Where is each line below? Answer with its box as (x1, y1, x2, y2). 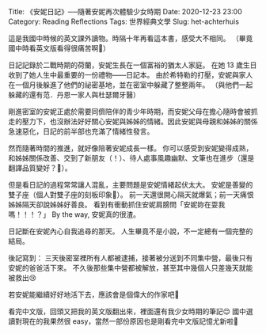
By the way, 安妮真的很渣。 (51, 210, 141, 219)
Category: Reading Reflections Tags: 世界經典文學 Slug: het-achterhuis (8, 17, 240, 26)
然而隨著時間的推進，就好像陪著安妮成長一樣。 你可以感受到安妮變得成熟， (8, 143, 253, 153)
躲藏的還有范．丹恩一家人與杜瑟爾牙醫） (8, 90, 140, 99)
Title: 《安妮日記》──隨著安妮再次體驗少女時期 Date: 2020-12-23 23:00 (8, 7, 243, 16)
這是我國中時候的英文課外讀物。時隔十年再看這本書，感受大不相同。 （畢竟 (8, 34, 253, 43)
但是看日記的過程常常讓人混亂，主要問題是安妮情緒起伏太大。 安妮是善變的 (8, 180, 253, 189)
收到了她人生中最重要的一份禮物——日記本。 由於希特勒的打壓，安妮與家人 (8, 70, 253, 79)
